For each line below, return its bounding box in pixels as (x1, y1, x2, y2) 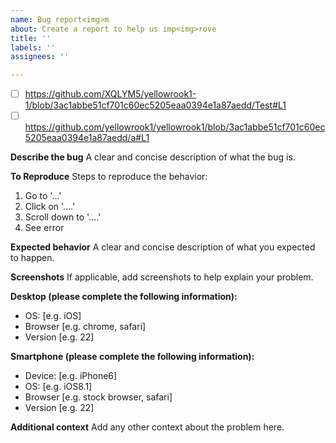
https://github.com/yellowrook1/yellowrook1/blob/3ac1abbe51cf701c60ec (24, 121, 326, 133)
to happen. (10, 252, 55, 264)
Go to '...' (24, 190, 62, 202)
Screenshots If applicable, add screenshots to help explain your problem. (10, 271, 314, 283)
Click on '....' (24, 201, 76, 213)
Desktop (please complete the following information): (10, 291, 238, 303)
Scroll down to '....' (24, 211, 102, 223)
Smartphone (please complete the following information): (10, 351, 255, 363)
